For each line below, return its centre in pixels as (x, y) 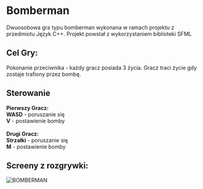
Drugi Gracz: (23, 134)
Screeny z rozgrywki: (48, 166)
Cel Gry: (22, 53)
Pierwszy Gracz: (28, 108)
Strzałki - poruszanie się (37, 140)
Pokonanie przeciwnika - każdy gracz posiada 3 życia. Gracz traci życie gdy (101, 67)
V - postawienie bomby (35, 121)
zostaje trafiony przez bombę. (44, 74)
